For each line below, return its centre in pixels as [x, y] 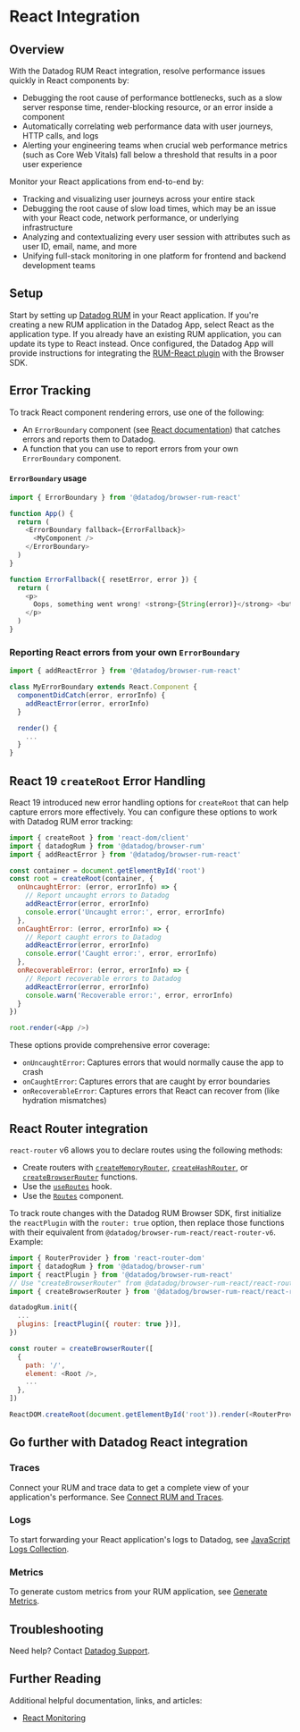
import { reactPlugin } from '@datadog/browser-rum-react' [121, 1275]
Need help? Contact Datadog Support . [79, 1651]
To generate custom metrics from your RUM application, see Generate [138, 1592]
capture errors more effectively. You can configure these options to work [143, 812]
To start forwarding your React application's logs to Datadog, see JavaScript [150, 1539]
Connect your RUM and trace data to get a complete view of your [129, 1487]
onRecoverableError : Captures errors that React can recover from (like [150, 1091]
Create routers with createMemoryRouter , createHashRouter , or [135, 1167]
